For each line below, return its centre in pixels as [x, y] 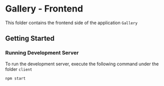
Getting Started [30, 38]
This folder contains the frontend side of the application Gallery [71, 23]
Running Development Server [42, 53]
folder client [19, 69]
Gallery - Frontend [44, 9]
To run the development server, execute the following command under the [82, 64]
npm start [16, 78]
